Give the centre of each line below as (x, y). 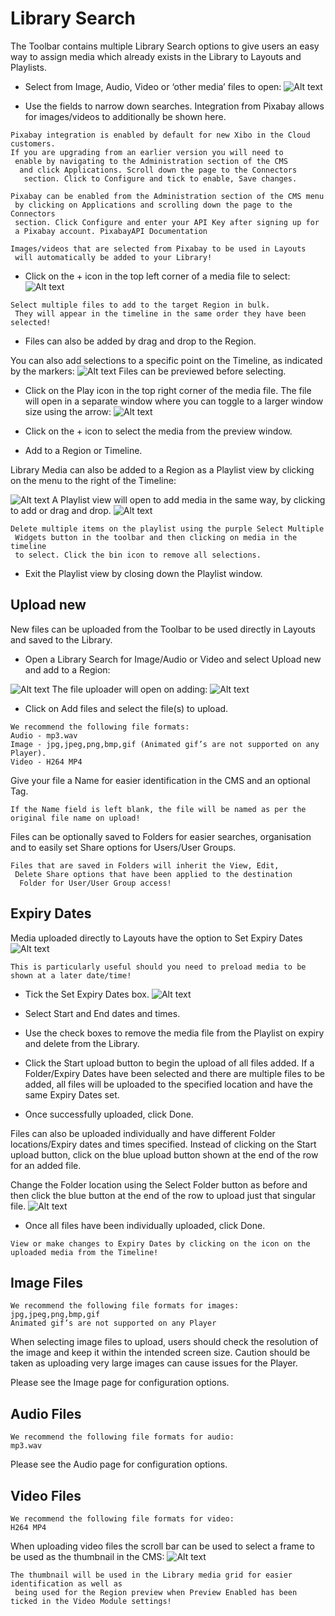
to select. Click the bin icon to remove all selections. (138, 555)
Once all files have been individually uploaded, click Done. (145, 1225)
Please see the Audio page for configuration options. (119, 1464)
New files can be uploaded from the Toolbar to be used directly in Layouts (163, 629)
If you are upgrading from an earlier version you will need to (147, 152)
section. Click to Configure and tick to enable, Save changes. (160, 178)
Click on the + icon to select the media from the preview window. (158, 431)
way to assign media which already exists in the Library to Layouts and (156, 56)
